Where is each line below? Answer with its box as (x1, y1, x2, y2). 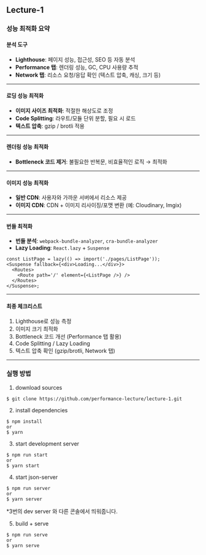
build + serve (15, 519, 49, 527)
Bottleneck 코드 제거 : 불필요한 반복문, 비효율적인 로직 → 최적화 (15, 158, 167, 165)
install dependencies (15, 406, 68, 414)
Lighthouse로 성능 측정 (15, 317, 72, 325)
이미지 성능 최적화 (6, 179, 49, 186)
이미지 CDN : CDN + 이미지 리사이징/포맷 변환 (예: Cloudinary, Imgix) (15, 202, 182, 209)
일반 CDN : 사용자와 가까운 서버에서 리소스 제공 (15, 194, 127, 202)
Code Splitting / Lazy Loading (15, 339, 91, 347)
